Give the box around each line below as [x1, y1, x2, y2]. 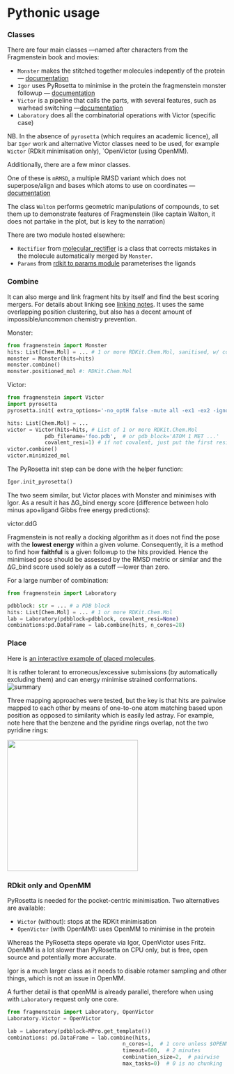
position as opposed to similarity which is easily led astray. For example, [7, 711, 214, 719]
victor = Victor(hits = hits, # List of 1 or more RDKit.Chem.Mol [7, 426, 198, 433]
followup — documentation [17, 89, 95, 97]
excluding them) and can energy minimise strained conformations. [7, 675, 198, 683]
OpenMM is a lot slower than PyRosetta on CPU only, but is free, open [7, 945, 208, 954]
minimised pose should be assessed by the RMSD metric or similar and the [7, 555, 222, 563]
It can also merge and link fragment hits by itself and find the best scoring [7, 292, 219, 301]
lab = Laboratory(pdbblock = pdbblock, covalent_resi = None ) [7, 615, 179, 623]
